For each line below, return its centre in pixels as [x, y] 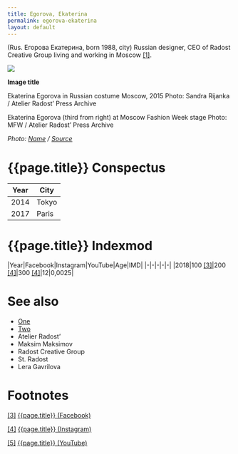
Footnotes [38, 396]
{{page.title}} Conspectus [87, 167]
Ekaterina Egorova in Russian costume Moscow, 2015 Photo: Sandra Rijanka [119, 96]
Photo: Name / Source [40, 139]
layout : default [31, 27]
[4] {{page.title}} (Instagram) [50, 429]
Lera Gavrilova [39, 367]
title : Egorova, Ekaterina [47, 14]
